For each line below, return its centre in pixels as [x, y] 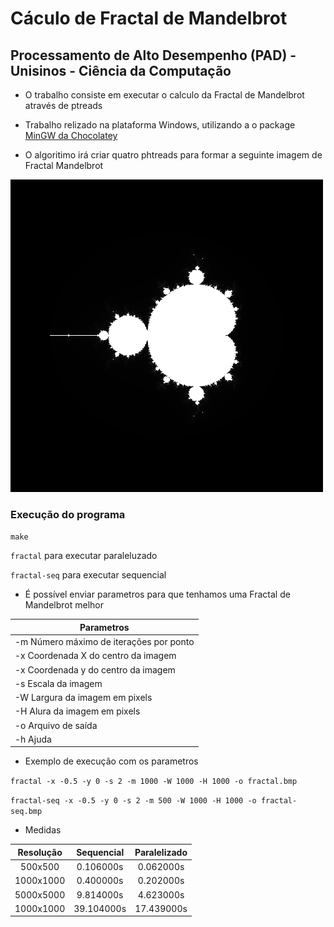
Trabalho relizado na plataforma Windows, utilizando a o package [160, 125]
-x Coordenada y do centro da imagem [95, 669]
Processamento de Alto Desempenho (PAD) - [153, 55]
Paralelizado [161, 852]
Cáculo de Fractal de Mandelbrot [149, 18]
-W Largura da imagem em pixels [83, 698]
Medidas [43, 830]
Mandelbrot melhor [64, 605]
